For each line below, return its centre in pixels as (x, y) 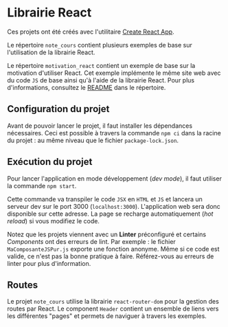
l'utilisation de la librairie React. (51, 52)
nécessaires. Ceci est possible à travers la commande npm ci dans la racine (114, 133)
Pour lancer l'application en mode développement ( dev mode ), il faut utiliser (114, 178)
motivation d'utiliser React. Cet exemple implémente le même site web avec (114, 73)
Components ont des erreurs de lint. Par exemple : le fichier (92, 241)
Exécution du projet (50, 162)
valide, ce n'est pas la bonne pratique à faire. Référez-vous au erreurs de (111, 256)
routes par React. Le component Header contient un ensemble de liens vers (113, 309)
